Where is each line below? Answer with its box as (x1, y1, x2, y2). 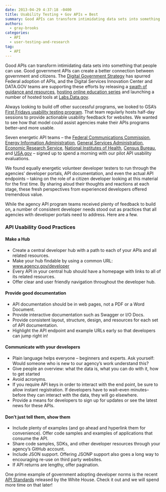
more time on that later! (5, 482, 53, 488)
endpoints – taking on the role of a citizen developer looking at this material (5, 176, 158, 182)
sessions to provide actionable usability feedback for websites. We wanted (5, 114, 158, 120)
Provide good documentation (5, 290, 67, 296)
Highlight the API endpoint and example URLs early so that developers (12, 327, 156, 333)
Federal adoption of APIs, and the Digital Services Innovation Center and (5, 78, 153, 84)
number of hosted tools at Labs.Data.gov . (5, 94, 90, 100)
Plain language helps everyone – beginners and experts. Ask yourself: (12, 355, 155, 361)
